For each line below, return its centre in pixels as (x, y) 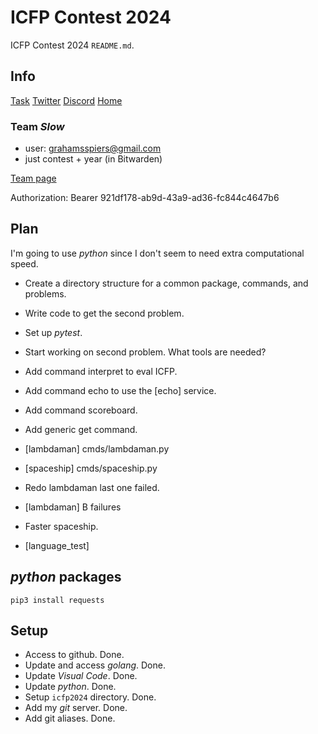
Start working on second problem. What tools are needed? (145, 352)
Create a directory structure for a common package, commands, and (166, 283)
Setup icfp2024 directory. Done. (90, 697)
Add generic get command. (81, 429)
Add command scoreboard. (81, 410)
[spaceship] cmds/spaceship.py (91, 468)
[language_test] (57, 545)
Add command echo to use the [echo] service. (120, 390)
